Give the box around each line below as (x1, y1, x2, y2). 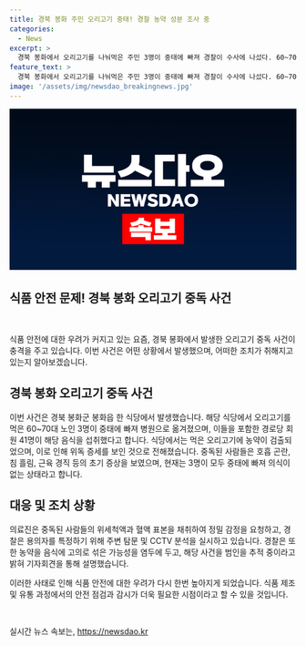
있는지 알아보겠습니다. (9, 356, 88, 368)
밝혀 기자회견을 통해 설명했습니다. (9, 558, 129, 569)
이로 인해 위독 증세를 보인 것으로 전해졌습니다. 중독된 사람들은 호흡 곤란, (36, 446, 291, 456)
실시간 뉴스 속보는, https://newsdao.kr (9, 625, 148, 637)
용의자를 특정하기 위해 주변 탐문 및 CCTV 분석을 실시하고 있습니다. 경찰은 (25, 535, 287, 546)
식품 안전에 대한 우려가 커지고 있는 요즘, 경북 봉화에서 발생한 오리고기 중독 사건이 (9, 333, 296, 345)
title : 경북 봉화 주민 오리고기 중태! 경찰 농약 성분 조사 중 (9, 15, 210, 24)
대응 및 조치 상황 (9, 497, 96, 514)
